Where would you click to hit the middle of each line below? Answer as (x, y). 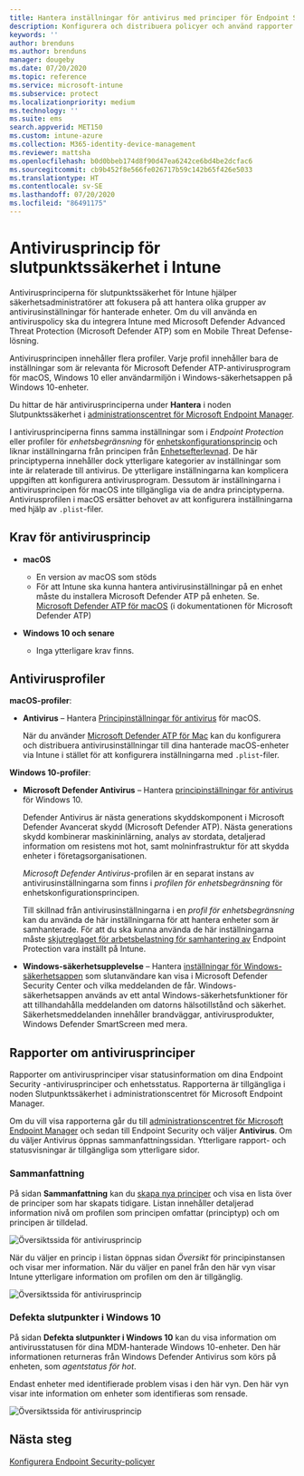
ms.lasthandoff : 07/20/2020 (62, 195)
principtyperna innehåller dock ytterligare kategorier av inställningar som (145, 461)
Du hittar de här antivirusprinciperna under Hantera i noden (120, 404)
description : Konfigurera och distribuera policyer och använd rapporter (152, 26)
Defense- (275, 331)
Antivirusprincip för (85, 248)
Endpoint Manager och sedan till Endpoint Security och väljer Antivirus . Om (151, 1131)
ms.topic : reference (48, 77)
